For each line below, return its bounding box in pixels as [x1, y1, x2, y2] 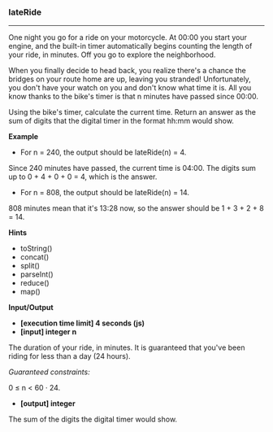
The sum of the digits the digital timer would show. [8, 414, 177, 425]
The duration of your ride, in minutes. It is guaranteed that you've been [8, 343, 245, 352]
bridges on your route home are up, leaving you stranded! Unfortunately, [8, 74, 252, 84]
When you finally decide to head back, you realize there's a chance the [8, 66, 246, 76]
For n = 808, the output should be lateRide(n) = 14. [19, 188, 189, 198]
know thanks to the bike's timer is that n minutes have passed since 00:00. [8, 92, 258, 102]
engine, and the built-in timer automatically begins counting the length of [8, 41, 253, 51]
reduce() [19, 278, 50, 288]
